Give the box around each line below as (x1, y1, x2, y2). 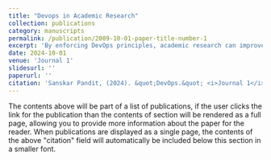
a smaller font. (8, 144, 56, 154)
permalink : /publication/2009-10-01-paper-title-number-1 (8, 34, 207, 43)
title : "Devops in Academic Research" (8, 11, 139, 20)
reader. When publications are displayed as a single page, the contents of (8, 126, 253, 137)
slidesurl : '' (8, 64, 56, 72)
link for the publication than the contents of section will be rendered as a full (8, 109, 261, 119)
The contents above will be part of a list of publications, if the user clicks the (8, 101, 262, 111)
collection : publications (8, 19, 95, 27)
